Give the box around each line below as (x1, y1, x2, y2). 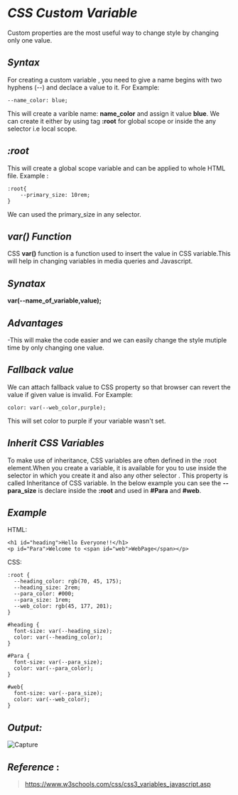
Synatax (7, 277, 46, 289)
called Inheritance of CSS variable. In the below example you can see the (7, 478, 222, 487)
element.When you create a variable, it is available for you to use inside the (7, 463, 227, 472)
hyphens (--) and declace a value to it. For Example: (7, 83, 160, 92)
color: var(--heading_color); (13, 634, 103, 641)
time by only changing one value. (7, 343, 104, 352)
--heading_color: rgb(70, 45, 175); (13, 578, 122, 585)
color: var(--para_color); (13, 665, 94, 672)
